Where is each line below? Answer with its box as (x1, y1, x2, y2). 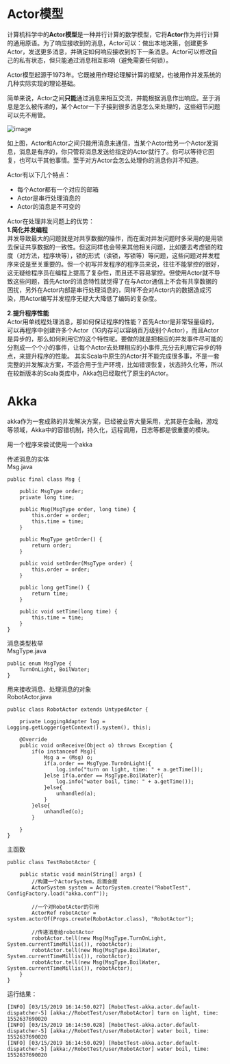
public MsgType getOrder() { (19, 536, 103, 543)
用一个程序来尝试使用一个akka (7, 440, 93, 449)
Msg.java (7, 462, 33, 471)
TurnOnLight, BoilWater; (19, 666, 90, 673)
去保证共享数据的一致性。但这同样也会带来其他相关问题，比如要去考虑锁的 (7, 242, 217, 251)
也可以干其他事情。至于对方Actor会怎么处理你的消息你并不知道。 (18, 156, 203, 164)
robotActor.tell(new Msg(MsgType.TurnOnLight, (31, 935, 167, 942)
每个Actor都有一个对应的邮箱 (16, 185, 99, 193)
